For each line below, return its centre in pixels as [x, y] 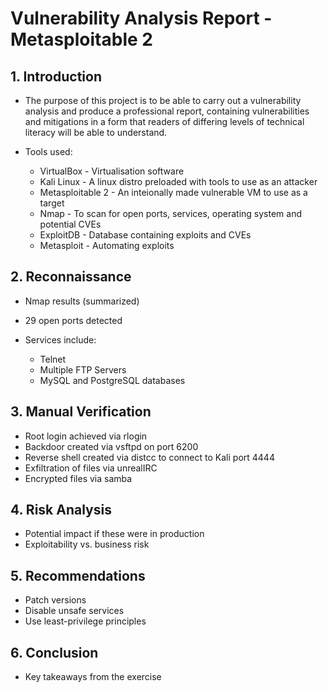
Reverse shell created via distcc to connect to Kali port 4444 [149, 457]
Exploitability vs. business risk [87, 544]
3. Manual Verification [81, 412]
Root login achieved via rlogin [86, 436]
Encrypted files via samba [78, 478]
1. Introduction [56, 76]
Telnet [53, 359]
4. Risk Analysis [61, 510]
